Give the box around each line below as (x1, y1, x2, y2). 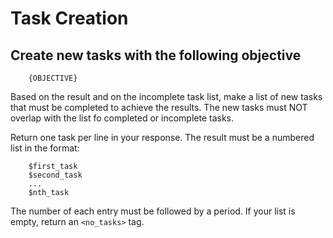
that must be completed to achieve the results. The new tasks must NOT (10, 102, 308, 113)
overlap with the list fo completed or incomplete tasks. (10, 112, 235, 124)
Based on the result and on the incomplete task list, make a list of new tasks (10, 91, 323, 102)
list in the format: (10, 142, 80, 154)
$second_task (28, 170, 83, 180)
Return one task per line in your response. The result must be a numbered (10, 132, 315, 143)
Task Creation (10, 7, 129, 30)
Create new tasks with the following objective (10, 47, 302, 64)
